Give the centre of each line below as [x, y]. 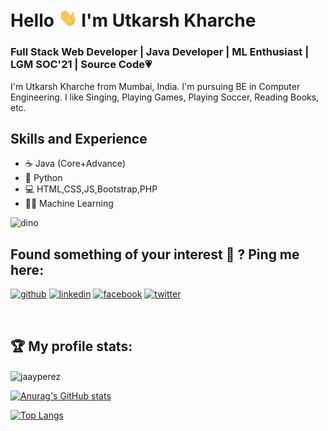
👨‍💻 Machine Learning [69, 204]
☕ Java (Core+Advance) [75, 164]
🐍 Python [43, 178]
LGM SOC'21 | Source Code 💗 [81, 65]
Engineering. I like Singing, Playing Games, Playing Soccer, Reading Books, [165, 97]
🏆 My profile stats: [71, 346]
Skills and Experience [79, 139]
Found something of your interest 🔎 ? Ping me [155, 254]
